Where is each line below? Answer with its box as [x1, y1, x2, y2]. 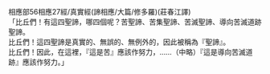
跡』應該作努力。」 [8, 57, 68, 67]
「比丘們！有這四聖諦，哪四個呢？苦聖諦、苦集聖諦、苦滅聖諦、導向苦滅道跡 [8, 17, 262, 27]
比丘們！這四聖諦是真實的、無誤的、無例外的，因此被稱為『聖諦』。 [8, 37, 231, 47]
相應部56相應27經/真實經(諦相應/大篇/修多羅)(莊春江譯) [8, 7, 191, 16]
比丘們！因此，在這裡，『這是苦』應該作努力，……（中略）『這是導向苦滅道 [8, 47, 253, 56]
